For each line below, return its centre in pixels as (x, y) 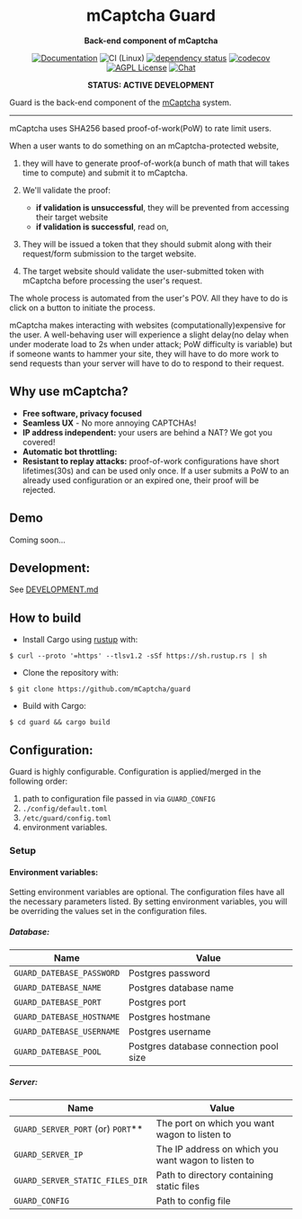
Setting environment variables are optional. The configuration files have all (147, 892)
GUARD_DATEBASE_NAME (58, 988)
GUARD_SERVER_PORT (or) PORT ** (79, 1129)
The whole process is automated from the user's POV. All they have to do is (149, 298)
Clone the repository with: (70, 673)
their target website (72, 217)
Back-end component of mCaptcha (151, 40)
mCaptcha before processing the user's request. (112, 281)
